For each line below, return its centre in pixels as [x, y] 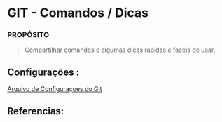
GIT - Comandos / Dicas [78, 13]
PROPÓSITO [28, 35]
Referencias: [36, 111]
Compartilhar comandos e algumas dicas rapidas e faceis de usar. [120, 50]
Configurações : [43, 72]
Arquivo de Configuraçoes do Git [55, 89]
